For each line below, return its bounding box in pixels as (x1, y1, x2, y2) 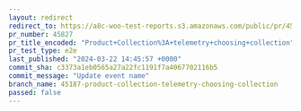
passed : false (8, 88, 62, 97)
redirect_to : (8, 21, 58, 30)
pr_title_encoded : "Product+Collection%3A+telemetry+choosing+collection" (8, 38, 295, 47)
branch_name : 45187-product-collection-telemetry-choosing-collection (8, 80, 279, 89)
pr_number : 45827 (8, 30, 74, 38)
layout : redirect (8, 13, 74, 22)
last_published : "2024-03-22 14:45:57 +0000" (8, 55, 181, 64)
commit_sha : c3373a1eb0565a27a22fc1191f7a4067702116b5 (8, 64, 218, 73)
